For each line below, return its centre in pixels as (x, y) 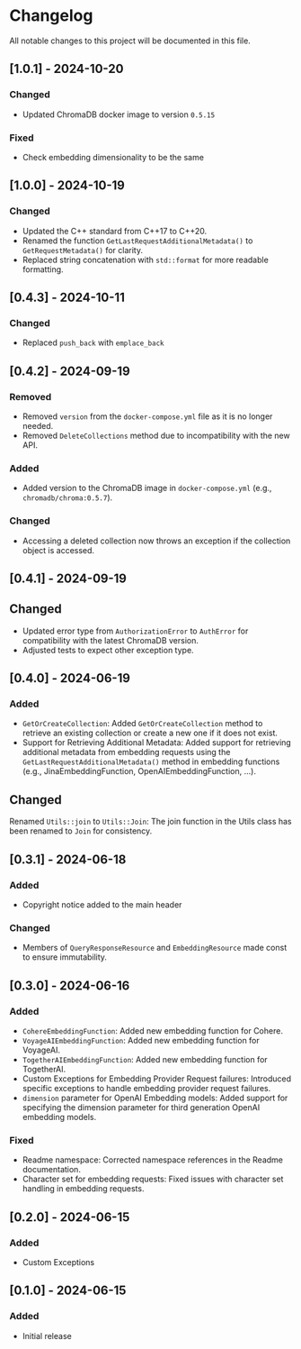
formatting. (43, 269)
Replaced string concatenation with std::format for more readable (146, 260)
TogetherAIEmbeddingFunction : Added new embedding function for (145, 1059)
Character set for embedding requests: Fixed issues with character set (153, 1179)
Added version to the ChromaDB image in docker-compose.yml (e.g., (147, 488)
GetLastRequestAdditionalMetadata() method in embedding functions (151, 761)
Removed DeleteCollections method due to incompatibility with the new (156, 435)
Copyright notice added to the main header (102, 904)
